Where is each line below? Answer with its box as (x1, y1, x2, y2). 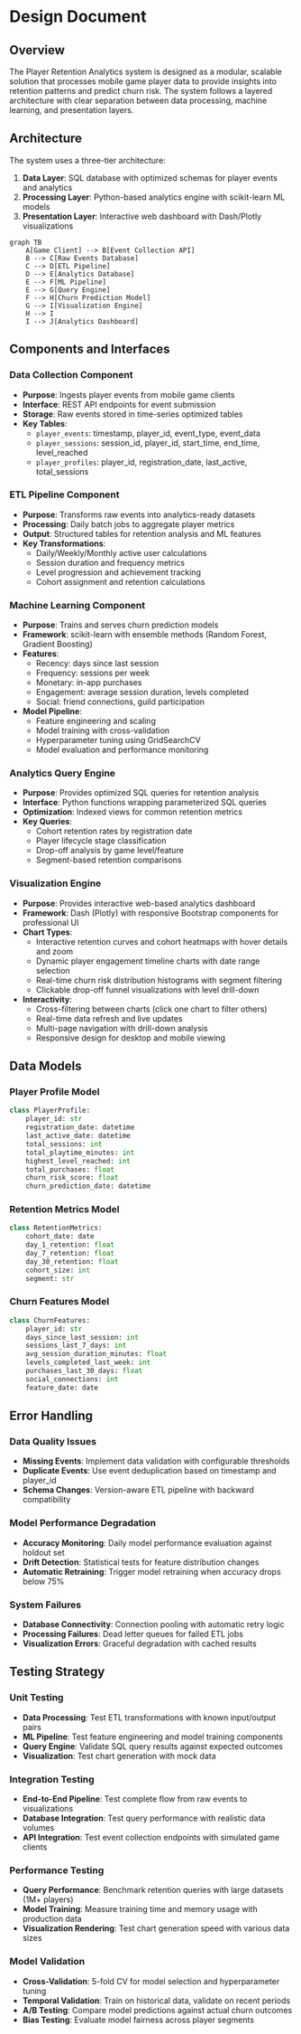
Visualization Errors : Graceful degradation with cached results (22, 1638, 257, 1649)
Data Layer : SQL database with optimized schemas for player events (22, 172, 278, 183)
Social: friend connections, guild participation (35, 696, 205, 707)
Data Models (9, 1059, 82, 1074)
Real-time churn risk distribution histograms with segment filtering (35, 975, 282, 985)
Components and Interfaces (9, 342, 170, 357)
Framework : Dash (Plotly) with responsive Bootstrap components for (22, 907, 279, 918)
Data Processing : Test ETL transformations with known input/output (22, 1711, 277, 1723)
